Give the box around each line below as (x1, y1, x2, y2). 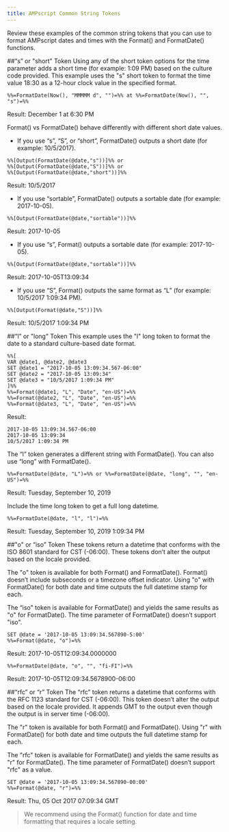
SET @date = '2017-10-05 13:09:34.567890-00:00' (7, 778, 148, 785)
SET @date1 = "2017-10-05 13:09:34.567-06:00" (7, 364, 142, 371)
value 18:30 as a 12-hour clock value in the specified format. (7, 78, 177, 86)
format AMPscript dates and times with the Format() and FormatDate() (7, 36, 205, 45)
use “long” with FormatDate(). (7, 457, 91, 465)
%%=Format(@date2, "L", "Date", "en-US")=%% (7, 394, 136, 401)
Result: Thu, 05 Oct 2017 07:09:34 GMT (7, 796, 119, 805)
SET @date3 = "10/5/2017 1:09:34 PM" (7, 377, 115, 383)
